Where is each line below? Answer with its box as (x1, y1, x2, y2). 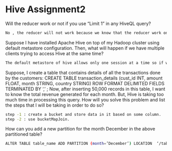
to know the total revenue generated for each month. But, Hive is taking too (5, 91, 164, 97)
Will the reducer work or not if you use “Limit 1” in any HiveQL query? (5, 20, 151, 27)
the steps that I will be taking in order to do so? (5, 102, 104, 108)
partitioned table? (5, 131, 42, 137)
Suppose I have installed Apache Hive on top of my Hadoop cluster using (5, 39, 160, 45)
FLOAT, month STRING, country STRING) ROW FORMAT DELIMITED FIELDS (5, 80, 165, 86)
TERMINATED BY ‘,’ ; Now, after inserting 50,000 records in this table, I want (5, 86, 165, 92)
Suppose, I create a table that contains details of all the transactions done (5, 69, 161, 75)
